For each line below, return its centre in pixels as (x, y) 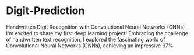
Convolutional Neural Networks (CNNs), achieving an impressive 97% (90, 46)
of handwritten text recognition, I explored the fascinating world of (86, 39)
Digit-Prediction (45, 11)
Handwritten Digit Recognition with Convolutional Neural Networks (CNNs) (96, 27)
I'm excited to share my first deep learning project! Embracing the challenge (97, 33)
